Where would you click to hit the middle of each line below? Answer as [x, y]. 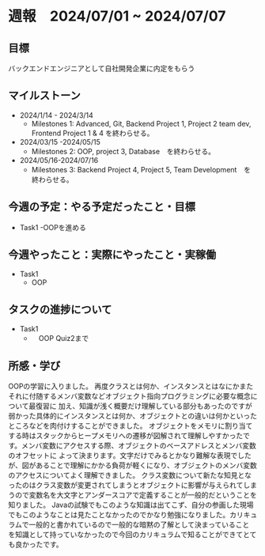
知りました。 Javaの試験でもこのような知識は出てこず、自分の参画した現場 [131, 505]
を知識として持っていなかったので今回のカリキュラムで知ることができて [126, 535]
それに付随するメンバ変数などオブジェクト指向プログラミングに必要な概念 [129, 396]
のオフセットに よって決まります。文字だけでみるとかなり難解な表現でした [130, 456]
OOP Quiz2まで [64, 339]
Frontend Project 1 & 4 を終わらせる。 [93, 133]
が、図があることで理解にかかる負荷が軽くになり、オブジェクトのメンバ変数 [132, 465]
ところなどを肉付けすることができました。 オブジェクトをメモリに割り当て [131, 426]
